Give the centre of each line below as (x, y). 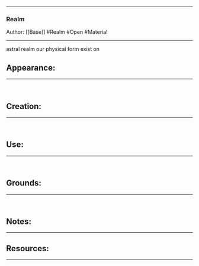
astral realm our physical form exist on (53, 49)
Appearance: (31, 68)
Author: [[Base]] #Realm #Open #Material (57, 32)
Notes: (19, 221)
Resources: (28, 249)
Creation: (24, 106)
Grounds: (24, 183)
